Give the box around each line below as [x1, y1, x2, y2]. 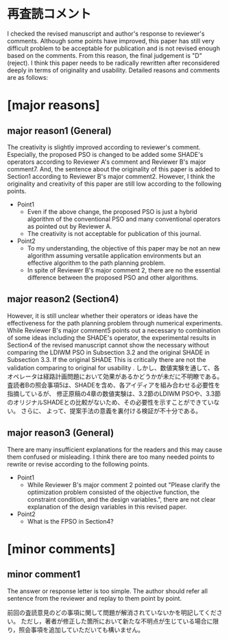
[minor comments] [7, 541, 115, 557]
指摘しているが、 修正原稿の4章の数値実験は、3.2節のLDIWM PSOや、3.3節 [7, 390, 221, 398]
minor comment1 [7, 568, 81, 580]
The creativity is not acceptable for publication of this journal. [27, 229, 202, 237]
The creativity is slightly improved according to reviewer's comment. [7, 142, 201, 151]
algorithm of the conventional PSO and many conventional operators [27, 215, 221, 223]
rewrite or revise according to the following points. [7, 460, 149, 468]
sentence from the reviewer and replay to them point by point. [7, 594, 182, 602]
